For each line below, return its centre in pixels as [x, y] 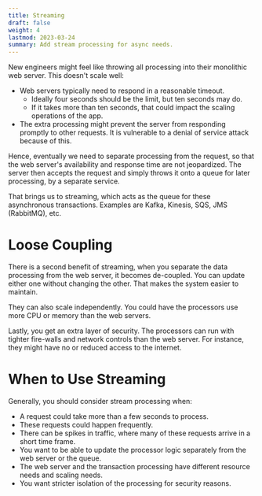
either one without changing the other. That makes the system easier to [124, 283]
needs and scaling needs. [61, 475]
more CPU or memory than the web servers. [80, 316]
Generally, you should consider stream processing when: [100, 401]
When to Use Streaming [87, 379]
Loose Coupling [60, 245]
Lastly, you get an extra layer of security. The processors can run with [121, 331]
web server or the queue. [60, 458]
